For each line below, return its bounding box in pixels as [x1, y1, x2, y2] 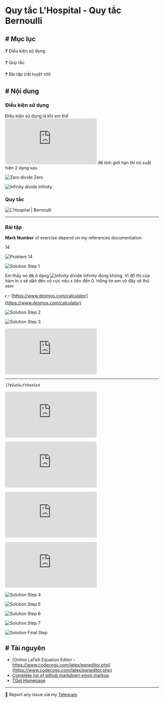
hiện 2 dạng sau [5, 165, 38, 170]
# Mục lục [5, 35, 36, 43]
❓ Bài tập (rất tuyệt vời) [5, 71, 51, 77]
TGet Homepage [12, 678, 46, 683]
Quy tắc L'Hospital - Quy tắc [5, 5, 122, 16]
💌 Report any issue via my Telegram [5, 692, 77, 698]
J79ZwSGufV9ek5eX [5, 383, 41, 388]
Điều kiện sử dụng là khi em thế [5, 113, 69, 119]
